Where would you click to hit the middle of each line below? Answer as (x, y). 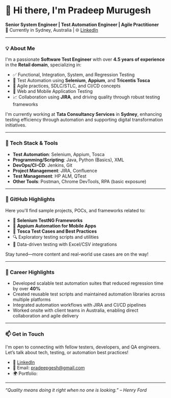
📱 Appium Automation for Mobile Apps (54, 226)
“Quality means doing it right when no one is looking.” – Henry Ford (76, 390)
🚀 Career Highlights (30, 272)
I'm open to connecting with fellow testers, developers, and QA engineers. (83, 347)
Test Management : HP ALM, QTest (49, 176)
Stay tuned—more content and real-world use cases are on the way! (77, 254)
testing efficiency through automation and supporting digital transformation (84, 120)
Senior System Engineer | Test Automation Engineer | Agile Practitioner (82, 24)
